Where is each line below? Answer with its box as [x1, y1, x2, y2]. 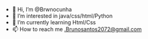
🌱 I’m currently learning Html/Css [12, 19, 96, 26]
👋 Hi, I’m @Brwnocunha [12, 6, 72, 13]
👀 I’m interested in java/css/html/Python [12, 12, 113, 19]
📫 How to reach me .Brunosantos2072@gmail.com [12, 26, 142, 33]
